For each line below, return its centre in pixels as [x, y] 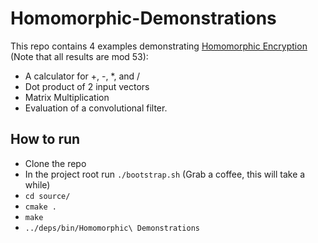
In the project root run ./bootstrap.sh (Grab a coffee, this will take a [165, 174]
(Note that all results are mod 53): [79, 56]
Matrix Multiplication [67, 97]
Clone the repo [55, 163]
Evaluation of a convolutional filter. [96, 108]
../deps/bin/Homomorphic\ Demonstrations [112, 228]
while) [37, 184]
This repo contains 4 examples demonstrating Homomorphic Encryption [159, 46]
